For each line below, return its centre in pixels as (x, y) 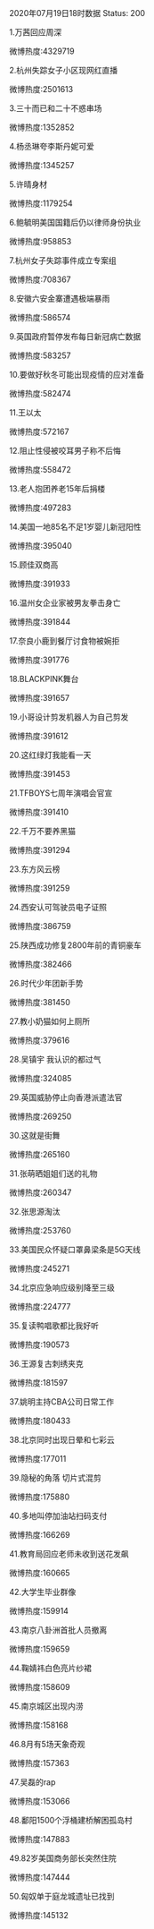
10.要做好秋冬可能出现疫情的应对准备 (77, 375)
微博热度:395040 (41, 546)
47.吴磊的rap (32, 1782)
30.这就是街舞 (35, 1135)
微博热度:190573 (39, 1344)
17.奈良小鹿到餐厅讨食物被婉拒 (65, 641)
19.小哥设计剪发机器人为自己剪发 (69, 717)
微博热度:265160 (40, 1154)
